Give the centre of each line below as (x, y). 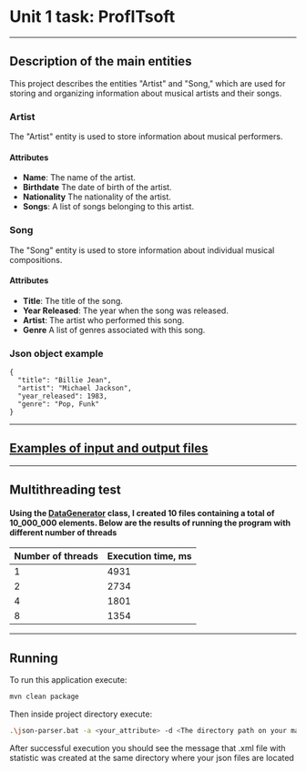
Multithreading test (65, 490)
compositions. (36, 259)
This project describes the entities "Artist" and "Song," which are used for (148, 83)
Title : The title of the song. (72, 300)
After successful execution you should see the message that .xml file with (148, 748)
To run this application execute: (68, 680)
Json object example (56, 353)
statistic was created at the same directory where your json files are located (152, 758)
